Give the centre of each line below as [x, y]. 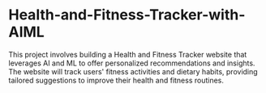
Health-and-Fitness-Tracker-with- [127, 15]
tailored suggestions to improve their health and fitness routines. [116, 80]
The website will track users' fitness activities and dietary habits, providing [133, 71]
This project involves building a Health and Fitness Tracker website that [128, 54]
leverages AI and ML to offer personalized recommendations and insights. [132, 63]
